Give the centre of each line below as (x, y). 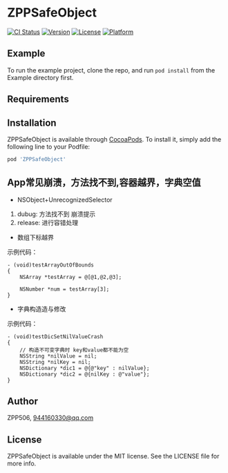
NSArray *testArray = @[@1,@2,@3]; (71, 277)
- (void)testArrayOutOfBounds (51, 265)
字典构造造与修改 (41, 309)
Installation (32, 123)
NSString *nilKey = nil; (55, 362)
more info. (22, 463)
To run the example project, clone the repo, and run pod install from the (111, 70)
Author (22, 402)
